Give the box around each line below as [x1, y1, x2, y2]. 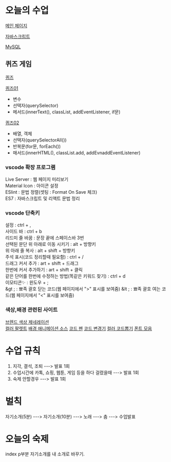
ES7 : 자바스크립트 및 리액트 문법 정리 [5, 195, 80, 202]
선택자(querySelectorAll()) [12, 136, 67, 143]
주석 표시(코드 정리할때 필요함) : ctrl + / [5, 254, 84, 260]
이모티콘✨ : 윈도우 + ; [5, 280, 48, 286]
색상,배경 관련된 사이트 [5, 306, 58, 313]
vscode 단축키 [5, 209, 40, 216]
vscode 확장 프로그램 [5, 164, 56, 171]
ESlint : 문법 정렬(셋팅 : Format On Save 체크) [5, 189, 97, 195]
